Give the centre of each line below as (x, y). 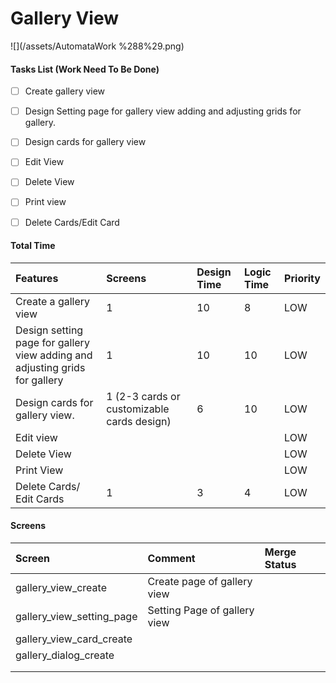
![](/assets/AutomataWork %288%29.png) (97, 46)
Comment (171, 558)
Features (37, 278)
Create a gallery (53, 301)
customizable (138, 409)
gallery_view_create (61, 587)
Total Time (33, 246)
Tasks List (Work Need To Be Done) (85, 69)
